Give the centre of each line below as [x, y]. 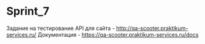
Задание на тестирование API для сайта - [61, 28]
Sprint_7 [28, 11]
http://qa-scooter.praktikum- [152, 28]
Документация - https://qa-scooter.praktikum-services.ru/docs [118, 34]
